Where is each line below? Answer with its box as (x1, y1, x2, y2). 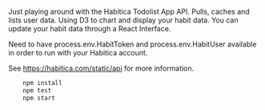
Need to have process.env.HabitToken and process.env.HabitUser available (8, 39, 257, 49)
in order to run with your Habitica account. (8, 48, 148, 57)
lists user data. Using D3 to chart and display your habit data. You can (8, 15, 239, 25)
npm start (22, 94, 56, 102)
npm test (22, 86, 52, 95)
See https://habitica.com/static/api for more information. (8, 63, 195, 73)
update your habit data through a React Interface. (8, 24, 171, 33)
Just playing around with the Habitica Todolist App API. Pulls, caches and (8, 7, 250, 16)
